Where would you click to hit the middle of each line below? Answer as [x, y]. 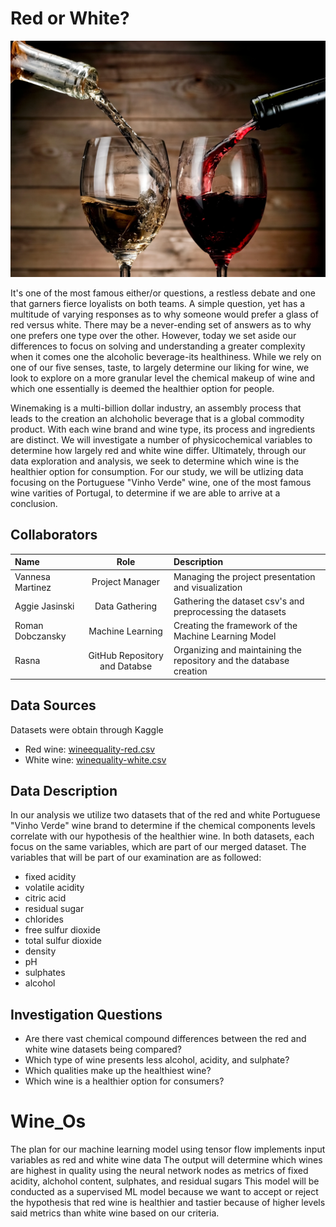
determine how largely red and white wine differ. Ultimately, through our [158, 450]
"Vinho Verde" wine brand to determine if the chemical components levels [163, 826]
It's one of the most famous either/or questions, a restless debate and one [163, 293]
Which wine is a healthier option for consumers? [124, 1081]
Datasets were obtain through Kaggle [87, 729]
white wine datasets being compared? [103, 1049]
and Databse [126, 666]
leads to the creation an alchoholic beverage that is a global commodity [157, 418]
